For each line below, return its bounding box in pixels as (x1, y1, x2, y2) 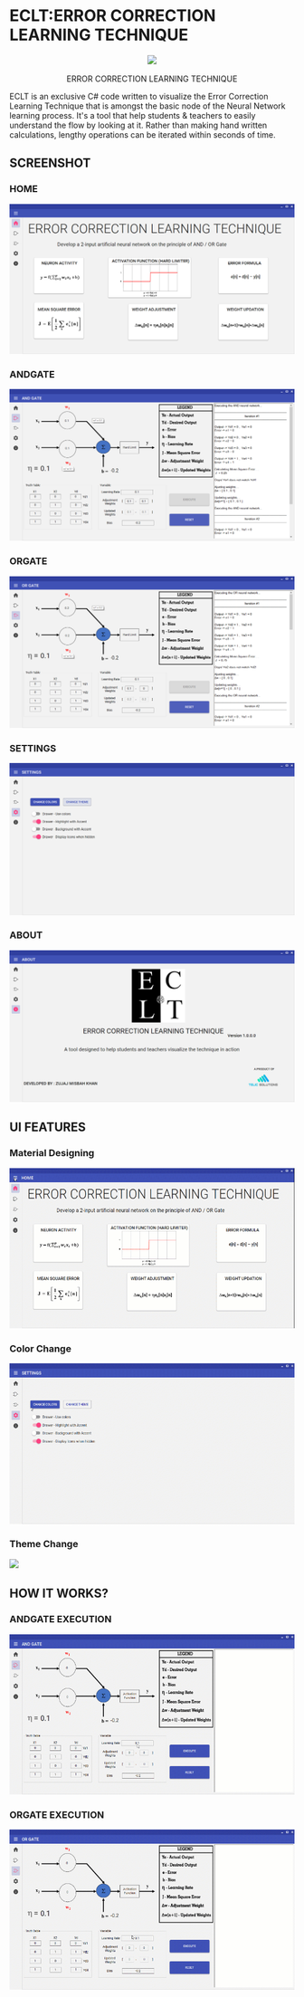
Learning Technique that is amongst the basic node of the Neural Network (9, 100, 287, 111)
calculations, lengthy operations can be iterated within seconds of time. (9, 129, 276, 140)
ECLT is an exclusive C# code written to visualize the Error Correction (9, 91, 269, 101)
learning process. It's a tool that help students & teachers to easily (9, 110, 256, 120)
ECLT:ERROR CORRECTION (9, 5, 216, 26)
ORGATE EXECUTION (9, 1808, 105, 1820)
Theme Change (9, 1538, 79, 1551)
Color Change (9, 1342, 72, 1354)
